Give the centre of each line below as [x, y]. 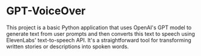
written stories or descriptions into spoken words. [67, 46]
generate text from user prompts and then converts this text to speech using [100, 33]
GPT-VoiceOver [46, 11]
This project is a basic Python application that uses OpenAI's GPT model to [99, 27]
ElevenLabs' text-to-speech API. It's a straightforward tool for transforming [99, 40]
